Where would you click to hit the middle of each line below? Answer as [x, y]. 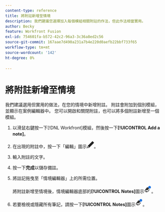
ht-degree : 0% [20, 58]
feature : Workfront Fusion [33, 32]
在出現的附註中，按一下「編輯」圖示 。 [55, 147]
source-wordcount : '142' [31, 52]
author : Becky [20, 26]
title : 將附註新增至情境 [28, 16]
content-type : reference [31, 10]
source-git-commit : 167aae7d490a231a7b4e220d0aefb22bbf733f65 [71, 42]
